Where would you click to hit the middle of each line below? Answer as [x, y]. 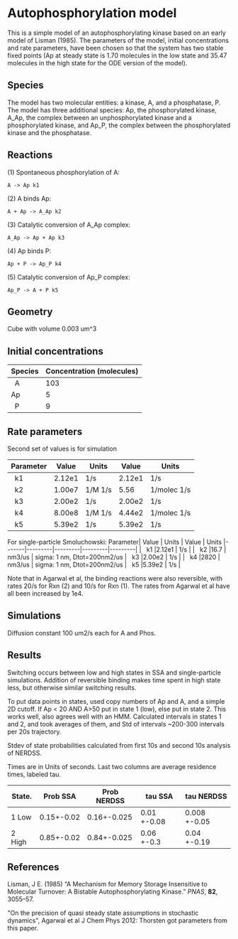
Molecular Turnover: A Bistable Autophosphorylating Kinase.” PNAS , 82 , [113, 892]
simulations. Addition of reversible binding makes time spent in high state [114, 680]
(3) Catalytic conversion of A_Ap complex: [69, 225]
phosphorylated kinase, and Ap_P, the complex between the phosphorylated [119, 125]
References [33, 868]
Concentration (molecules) [92, 371]
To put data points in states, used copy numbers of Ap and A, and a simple [116, 701]
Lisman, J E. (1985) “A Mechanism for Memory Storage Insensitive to [107, 884]
